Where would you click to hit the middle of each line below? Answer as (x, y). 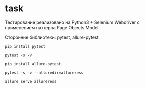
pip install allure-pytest (33, 64)
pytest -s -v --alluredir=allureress (44, 73)
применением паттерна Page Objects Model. (52, 27)
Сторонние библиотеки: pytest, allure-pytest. (53, 37)
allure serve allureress (31, 81)
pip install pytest (25, 46)
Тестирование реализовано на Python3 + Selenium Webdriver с (72, 22)
